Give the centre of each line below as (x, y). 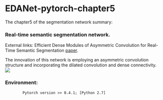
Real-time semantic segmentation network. (58, 35)
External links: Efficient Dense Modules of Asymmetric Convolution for (76, 45)
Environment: (21, 82)
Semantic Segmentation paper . (47, 50)
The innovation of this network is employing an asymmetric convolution (77, 60)
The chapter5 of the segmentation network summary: (59, 22)
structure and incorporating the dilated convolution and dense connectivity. (81, 65)
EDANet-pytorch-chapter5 (60, 9)
